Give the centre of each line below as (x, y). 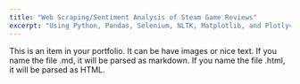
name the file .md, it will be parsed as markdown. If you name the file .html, (147, 60)
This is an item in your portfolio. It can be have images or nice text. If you (143, 50)
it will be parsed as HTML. (57, 69)
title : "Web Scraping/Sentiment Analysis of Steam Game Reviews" (133, 17)
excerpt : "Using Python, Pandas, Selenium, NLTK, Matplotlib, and (135, 26)
